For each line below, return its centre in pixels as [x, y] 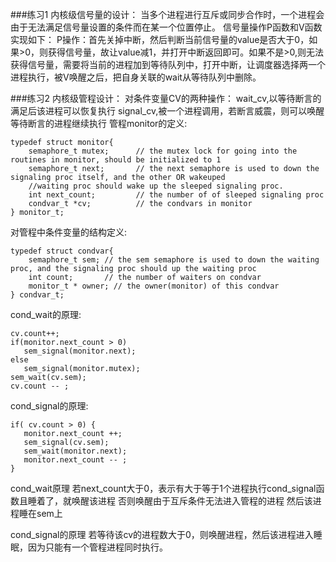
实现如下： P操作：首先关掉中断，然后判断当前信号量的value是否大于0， [160, 39]
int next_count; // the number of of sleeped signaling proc [176, 195]
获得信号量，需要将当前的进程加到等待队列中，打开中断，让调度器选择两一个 [168, 64]
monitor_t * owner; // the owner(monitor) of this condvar [154, 286]
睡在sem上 [40, 513]
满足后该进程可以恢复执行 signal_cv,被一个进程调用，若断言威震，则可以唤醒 [167, 111]
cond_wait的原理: [46, 314]
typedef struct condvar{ [62, 251]
